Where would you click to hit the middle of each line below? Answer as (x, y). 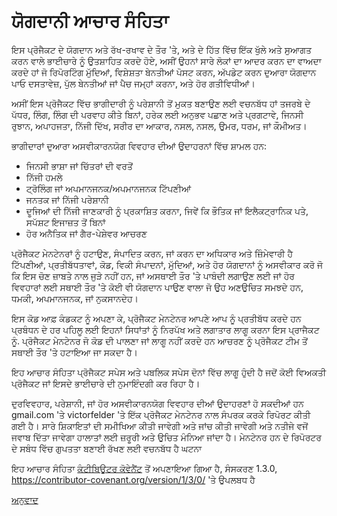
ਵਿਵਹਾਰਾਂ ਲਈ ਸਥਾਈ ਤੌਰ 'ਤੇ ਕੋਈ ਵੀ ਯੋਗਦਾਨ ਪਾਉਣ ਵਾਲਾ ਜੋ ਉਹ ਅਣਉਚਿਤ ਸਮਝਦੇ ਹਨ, (157, 287)
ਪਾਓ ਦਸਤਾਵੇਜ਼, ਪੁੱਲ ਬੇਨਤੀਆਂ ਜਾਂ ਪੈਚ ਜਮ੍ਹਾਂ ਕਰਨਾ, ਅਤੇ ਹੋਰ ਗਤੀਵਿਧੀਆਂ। (133, 83)
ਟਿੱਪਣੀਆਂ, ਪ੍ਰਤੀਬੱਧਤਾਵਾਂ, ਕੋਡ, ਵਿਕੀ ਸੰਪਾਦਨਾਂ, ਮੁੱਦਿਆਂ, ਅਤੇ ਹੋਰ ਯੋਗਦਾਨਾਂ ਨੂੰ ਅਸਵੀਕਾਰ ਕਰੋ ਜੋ (167, 264)
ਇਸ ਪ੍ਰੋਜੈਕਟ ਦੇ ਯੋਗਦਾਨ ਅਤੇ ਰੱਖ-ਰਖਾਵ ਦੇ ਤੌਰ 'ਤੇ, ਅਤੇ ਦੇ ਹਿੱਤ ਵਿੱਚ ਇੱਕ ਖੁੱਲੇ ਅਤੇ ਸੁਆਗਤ (161, 49)
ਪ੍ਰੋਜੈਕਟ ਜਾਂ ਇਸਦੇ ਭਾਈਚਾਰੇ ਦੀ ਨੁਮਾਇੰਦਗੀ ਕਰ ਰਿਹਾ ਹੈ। (106, 383)
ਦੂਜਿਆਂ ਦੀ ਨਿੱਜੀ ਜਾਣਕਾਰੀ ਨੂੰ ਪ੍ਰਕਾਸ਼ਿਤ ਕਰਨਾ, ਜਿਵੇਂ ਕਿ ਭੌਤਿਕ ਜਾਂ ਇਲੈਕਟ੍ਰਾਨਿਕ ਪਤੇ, (167, 211)
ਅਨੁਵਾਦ (25, 499)
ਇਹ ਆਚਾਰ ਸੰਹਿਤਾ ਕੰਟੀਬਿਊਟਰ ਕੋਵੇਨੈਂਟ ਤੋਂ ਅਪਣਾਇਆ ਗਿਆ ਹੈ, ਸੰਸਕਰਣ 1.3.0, (144, 468)
